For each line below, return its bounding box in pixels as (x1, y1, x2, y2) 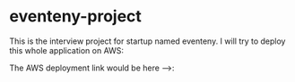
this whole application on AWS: (9, 45, 124, 55)
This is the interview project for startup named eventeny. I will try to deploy (9, 36, 286, 46)
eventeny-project (9, 6, 142, 27)
